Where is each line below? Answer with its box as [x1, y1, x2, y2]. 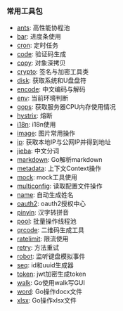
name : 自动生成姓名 [16, 191, 75, 199]
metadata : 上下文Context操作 [16, 164, 102, 173]
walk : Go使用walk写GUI [16, 279, 86, 287]
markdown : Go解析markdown [16, 155, 103, 164]
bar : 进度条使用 [16, 32, 61, 41]
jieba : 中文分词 [16, 146, 60, 155]
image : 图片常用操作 [16, 129, 76, 138]
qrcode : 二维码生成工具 [16, 226, 85, 234]
